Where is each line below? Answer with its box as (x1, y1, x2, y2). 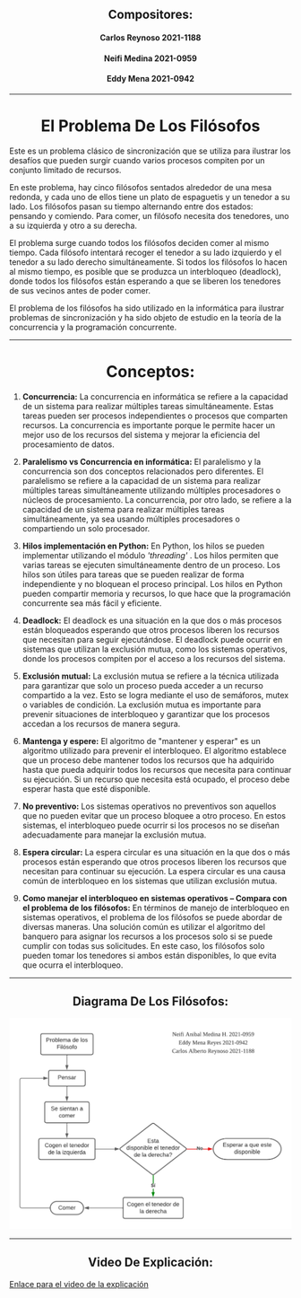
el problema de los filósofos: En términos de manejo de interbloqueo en (21, 902, 289, 913)
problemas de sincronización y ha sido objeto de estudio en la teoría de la (9, 311, 282, 322)
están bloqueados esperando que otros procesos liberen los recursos (21, 624, 280, 636)
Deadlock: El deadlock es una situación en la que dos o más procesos (21, 615, 282, 626)
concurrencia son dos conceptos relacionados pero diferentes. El (21, 466, 264, 477)
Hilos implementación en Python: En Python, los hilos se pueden (21, 540, 265, 551)
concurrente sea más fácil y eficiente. (21, 597, 162, 609)
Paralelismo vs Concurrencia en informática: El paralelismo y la (21, 456, 262, 467)
